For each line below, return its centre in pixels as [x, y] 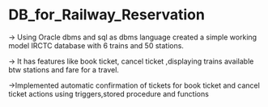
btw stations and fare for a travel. [64, 69]
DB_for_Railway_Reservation [106, 15]
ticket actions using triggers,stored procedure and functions [108, 93]
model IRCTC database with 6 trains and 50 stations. [96, 45]
